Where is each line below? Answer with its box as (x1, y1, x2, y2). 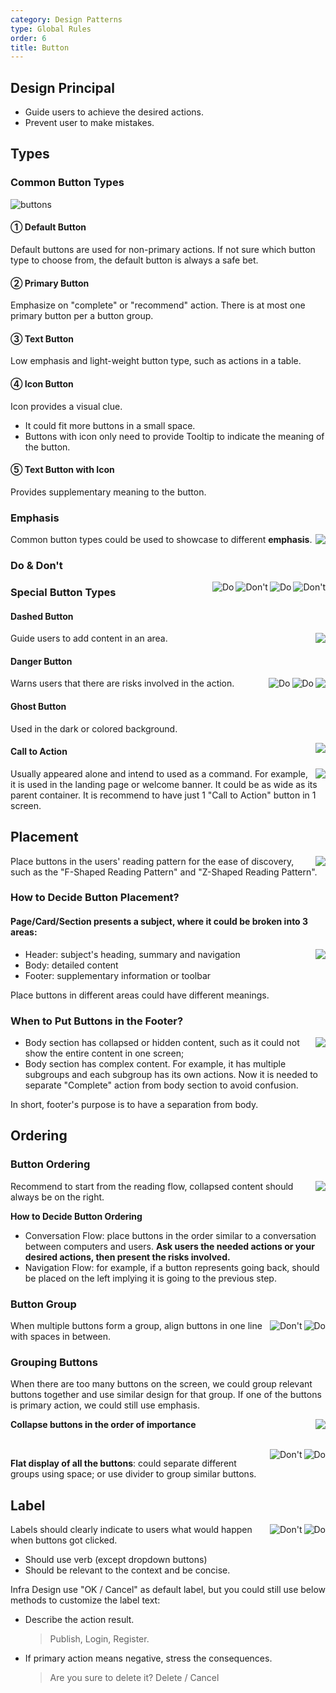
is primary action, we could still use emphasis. (10, 1399, 201, 1411)
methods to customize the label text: (10, 1594, 161, 1606)
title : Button (10, 42, 70, 53)
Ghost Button (10, 700, 67, 712)
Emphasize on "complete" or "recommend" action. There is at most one (10, 299, 306, 311)
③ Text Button (10, 332, 75, 345)
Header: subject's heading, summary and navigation (24, 948, 241, 960)
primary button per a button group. (10, 310, 154, 322)
